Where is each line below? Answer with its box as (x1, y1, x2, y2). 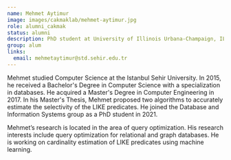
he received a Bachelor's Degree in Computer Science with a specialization (7, 80, 221, 89)
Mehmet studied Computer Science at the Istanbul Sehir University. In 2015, (7, 73, 221, 82)
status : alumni (7, 29, 51, 36)
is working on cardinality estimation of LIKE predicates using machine (7, 138, 204, 146)
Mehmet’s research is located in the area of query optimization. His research (7, 123, 223, 131)
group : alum (7, 42, 41, 49)
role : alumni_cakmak (7, 23, 67, 30)
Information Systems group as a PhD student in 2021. (7, 110, 158, 118)
